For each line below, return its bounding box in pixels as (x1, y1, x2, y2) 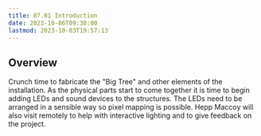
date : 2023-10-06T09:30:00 (8, 19, 98, 27)
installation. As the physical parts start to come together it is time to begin (8, 85, 251, 95)
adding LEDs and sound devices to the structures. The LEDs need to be (8, 94, 243, 103)
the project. (8, 119, 46, 129)
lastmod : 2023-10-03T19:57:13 (8, 26, 109, 34)
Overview (8, 56, 58, 69)
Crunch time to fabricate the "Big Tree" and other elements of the (8, 77, 223, 87)
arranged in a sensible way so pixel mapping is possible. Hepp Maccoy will (8, 103, 254, 112)
